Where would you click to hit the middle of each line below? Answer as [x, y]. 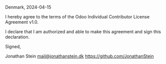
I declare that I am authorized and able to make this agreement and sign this [83, 32]
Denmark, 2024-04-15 [28, 7]
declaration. [17, 37]
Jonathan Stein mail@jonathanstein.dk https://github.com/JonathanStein [80, 56]
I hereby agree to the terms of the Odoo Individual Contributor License [77, 17]
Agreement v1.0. [22, 22]
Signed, [13, 46]
